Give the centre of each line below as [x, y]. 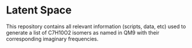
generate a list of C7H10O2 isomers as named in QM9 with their [83, 32]
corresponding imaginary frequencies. [52, 39]
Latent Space [39, 10]
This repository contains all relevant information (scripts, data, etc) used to [96, 26]
